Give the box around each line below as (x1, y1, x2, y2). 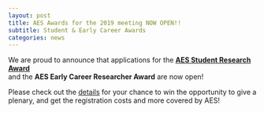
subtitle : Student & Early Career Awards (8, 26, 147, 34)
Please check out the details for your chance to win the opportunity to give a (8, 88, 257, 97)
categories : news (8, 33, 65, 42)
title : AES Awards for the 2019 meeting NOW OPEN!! (8, 19, 181, 27)
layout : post (8, 11, 51, 20)
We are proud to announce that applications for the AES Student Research (8, 55, 251, 65)
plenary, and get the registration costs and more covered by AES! (8, 96, 221, 105)
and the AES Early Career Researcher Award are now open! (8, 72, 204, 81)
